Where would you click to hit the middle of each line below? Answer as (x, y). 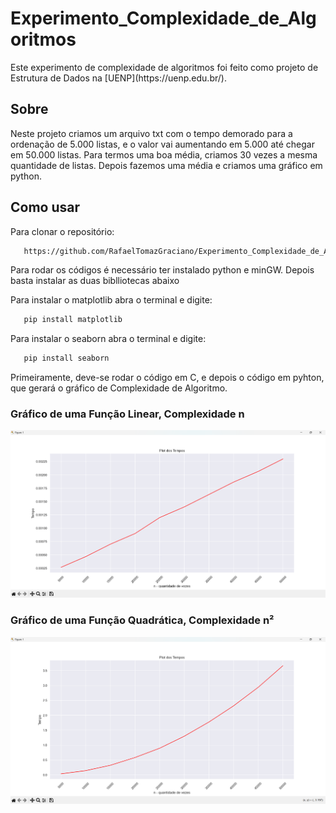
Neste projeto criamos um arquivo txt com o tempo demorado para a (151, 133)
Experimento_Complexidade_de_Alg (163, 18)
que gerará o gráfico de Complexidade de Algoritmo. (119, 388)
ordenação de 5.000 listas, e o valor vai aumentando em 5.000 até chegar (162, 144)
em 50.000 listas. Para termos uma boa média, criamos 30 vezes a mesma (164, 154)
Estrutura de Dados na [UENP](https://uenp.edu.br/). (118, 78)
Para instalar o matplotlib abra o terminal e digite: (111, 300)
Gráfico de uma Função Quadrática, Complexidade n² (142, 620)
